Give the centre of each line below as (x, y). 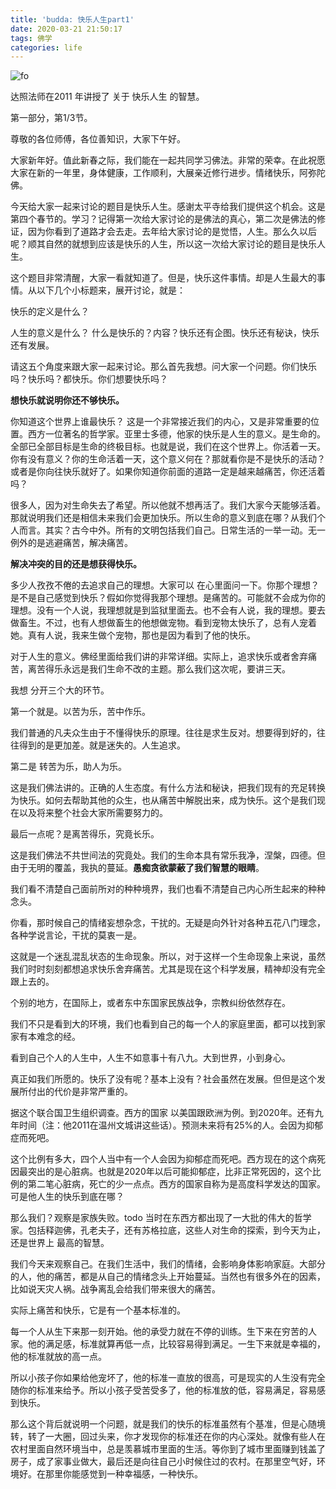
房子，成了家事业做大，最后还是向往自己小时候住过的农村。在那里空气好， (163, 1462)
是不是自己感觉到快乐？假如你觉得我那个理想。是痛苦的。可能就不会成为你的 (168, 598)
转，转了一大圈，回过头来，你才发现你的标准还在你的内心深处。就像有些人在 (168, 1437)
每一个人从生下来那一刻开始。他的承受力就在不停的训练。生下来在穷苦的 (159, 1332)
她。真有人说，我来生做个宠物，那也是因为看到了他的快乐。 (133, 635)
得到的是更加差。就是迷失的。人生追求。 (102, 745)
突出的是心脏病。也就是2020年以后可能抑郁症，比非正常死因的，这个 (170, 1172)
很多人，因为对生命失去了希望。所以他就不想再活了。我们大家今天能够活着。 (168, 505)
